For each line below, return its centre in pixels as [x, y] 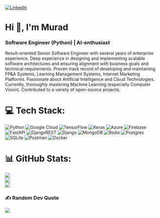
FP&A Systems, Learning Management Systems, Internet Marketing [73, 74]
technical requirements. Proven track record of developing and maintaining [80, 69]
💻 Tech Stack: [35, 110]
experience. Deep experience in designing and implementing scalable [75, 58]
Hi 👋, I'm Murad [37, 27]
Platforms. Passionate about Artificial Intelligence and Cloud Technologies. [80, 79]
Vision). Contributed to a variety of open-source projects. [63, 90]
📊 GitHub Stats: [38, 158]
